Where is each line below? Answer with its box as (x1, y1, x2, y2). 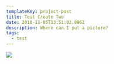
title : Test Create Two (6, 14, 64, 20)
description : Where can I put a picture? (6, 24, 109, 31)
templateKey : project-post (6, 8, 72, 15)
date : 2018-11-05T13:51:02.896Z (6, 19, 85, 25)
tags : (6, 30, 19, 36)
